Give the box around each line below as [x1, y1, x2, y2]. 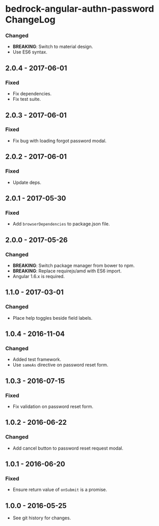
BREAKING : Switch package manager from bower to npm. [12, 262, 135, 268]
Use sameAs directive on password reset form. [12, 362, 109, 368]
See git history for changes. [12, 515, 71, 521]
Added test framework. [12, 356, 62, 363]
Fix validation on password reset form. [12, 403, 93, 409]
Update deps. [12, 179, 42, 185]
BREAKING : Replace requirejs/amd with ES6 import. [12, 268, 122, 274]
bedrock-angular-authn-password [5, 3, 154, 15]
